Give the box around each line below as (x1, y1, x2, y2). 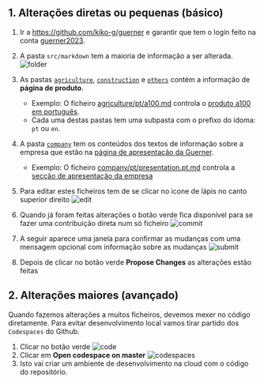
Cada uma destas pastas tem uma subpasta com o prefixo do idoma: (31, 115, 256, 125)
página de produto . (19, 83, 85, 92)
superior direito (19, 194, 70, 204)
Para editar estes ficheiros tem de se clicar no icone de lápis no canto (19, 186, 247, 196)
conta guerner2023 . (19, 36, 85, 45)
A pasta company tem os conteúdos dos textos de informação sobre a (19, 138, 243, 149)
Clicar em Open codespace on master (19, 350, 146, 360)
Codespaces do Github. (8, 326, 81, 336)
